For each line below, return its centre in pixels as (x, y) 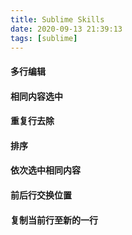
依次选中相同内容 (45, 170)
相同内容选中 (36, 96)
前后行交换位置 (41, 195)
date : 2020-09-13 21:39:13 (66, 29)
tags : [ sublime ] (44, 38)
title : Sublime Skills (57, 19)
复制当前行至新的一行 (54, 220)
